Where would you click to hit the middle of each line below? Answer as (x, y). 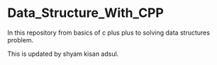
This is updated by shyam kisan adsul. (63, 54)
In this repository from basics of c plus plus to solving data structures (109, 32)
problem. (21, 40)
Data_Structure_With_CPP (86, 13)
